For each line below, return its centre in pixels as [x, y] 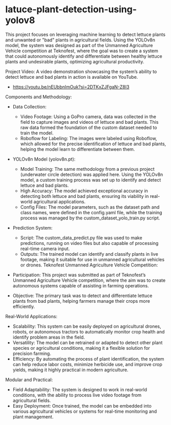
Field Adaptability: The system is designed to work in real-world [80, 389]
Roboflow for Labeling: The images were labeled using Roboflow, [89, 138]
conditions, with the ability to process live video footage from [77, 395]
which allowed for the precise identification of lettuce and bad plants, [93, 144]
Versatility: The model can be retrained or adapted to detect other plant [88, 342]
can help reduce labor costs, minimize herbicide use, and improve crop [87, 364]
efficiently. [24, 306]
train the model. [37, 133]
